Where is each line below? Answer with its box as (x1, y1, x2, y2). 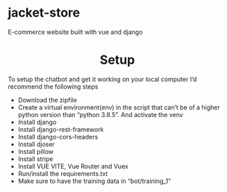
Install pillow (17, 147, 54, 155)
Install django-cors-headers (17, 132, 99, 141)
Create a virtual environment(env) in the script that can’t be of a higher (17, 103, 221, 112)
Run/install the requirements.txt (17, 169, 108, 177)
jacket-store (8, 5, 81, 21)
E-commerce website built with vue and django (8, 28, 143, 36)
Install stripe (17, 155, 53, 163)
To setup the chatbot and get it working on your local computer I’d (8, 75, 197, 83)
